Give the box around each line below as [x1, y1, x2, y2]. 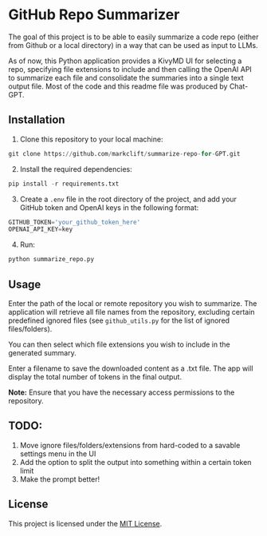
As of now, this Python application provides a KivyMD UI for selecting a [8, 56, 242, 66]
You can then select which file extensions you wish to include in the [8, 339, 230, 349]
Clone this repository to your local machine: [19, 134, 163, 144]
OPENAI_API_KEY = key [8, 225, 73, 233]
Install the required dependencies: [19, 164, 133, 173]
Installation [8, 113, 65, 127]
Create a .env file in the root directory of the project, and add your [19, 194, 238, 204]
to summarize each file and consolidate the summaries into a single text [8, 73, 244, 82]
